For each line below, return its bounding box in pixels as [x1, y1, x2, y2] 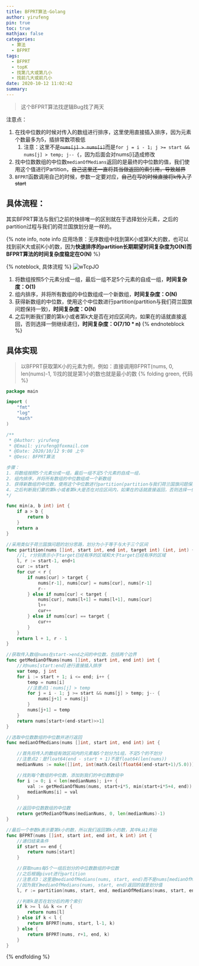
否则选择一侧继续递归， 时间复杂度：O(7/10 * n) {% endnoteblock [25, 320, 185, 327]
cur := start [17, 563, 49, 570]
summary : [6, 86, 28, 92]
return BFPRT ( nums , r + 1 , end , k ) [27, 931, 110, 937]
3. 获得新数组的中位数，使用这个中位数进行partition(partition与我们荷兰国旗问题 [6, 481, 188, 487]
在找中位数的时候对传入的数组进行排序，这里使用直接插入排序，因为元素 [14, 128, 191, 136]
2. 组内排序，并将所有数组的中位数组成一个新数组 [6, 475, 111, 482]
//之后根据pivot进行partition [17, 871, 86, 877]
